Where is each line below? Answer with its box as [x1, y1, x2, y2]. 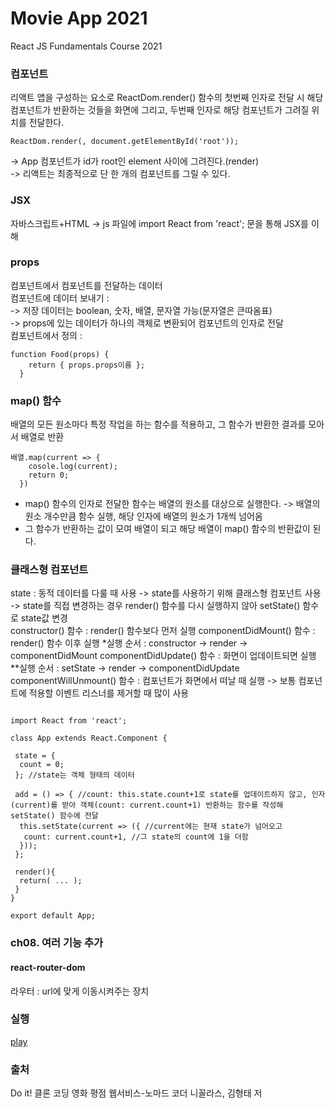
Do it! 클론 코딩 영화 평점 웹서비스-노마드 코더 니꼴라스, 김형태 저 [10, 1087, 263, 1099]
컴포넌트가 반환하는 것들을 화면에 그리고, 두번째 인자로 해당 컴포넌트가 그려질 [10, 104, 310, 116]
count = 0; [19, 760, 65, 770]
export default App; [10, 911, 97, 921]
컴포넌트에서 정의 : [10, 329, 83, 341]
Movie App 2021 [10, 7, 148, 30]
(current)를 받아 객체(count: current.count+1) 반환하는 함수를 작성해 [10, 800, 284, 811]
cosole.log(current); [28, 462, 118, 472]
